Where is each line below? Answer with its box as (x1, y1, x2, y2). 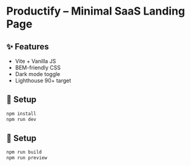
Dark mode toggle (15, 71, 61, 77)
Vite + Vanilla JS (15, 58, 56, 64)
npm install (6, 111, 36, 117)
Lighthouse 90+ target (15, 77, 72, 84)
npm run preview (6, 155, 47, 161)
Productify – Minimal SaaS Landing (6, 4, 186, 18)
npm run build (6, 149, 42, 156)
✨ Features (6, 41, 49, 52)
